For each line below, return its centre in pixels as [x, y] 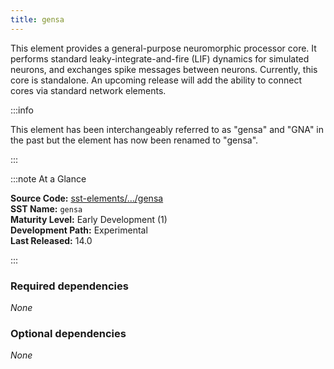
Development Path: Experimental [79, 230]
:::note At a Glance [48, 178]
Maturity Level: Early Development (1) [89, 219]
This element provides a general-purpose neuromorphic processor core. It [163, 48]
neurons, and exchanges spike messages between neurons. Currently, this [164, 69]
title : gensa [37, 19]
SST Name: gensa [46, 208]
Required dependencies [69, 286]
